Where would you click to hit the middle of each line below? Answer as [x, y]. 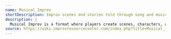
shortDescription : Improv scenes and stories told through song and [79, 15]
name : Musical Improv [28, 10]
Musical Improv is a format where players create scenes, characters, [86, 24]
